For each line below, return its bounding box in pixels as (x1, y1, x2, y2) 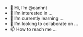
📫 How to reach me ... (10, 26, 57, 32)
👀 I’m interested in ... (10, 10, 53, 16)
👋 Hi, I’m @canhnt (10, 5, 47, 10)
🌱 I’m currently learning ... (10, 15, 64, 21)
